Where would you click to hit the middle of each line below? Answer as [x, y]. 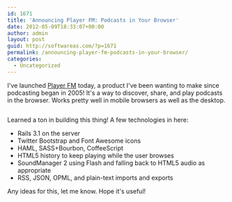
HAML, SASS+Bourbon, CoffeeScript [70, 148]
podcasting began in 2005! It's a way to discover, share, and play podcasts [115, 93]
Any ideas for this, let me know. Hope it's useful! [77, 191]
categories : [24, 59]
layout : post [26, 40]
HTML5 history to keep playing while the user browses [95, 155]
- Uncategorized [37, 65]
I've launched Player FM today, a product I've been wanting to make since [113, 85]
